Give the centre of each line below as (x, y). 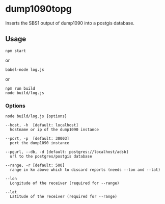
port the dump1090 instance (40, 143)
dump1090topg (39, 9)
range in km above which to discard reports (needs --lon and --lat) (85, 170)
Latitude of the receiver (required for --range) (63, 197)
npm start (16, 51)
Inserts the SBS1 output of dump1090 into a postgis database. (70, 23)
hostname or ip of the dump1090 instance (54, 130)
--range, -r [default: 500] (35, 165)
